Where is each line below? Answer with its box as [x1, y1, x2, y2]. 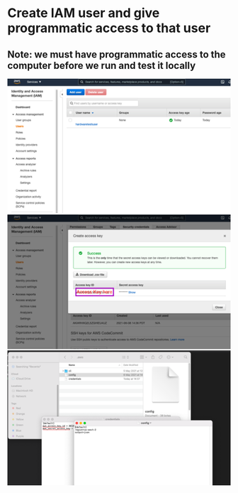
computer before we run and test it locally [7, 59, 196, 72]
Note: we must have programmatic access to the [7, 48, 226, 60]
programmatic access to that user [7, 20, 211, 36]
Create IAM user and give [7, 5, 160, 21]
